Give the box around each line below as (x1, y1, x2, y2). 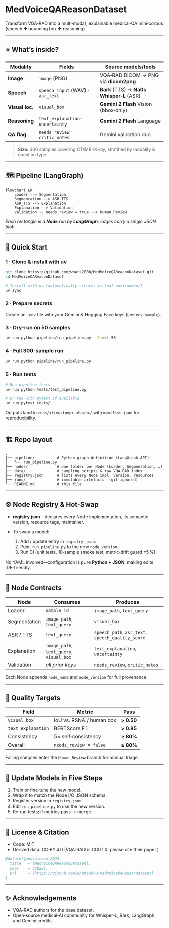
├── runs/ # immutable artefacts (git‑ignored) (5, 477, 138, 482)
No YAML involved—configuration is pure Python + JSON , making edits (5, 559, 154, 565)
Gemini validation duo (100, 131, 151, 138)
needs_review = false (53, 742, 106, 748)
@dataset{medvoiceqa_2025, (5, 856, 62, 861)
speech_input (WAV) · (38, 87, 90, 94)
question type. (17, 151, 48, 157)
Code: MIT (12, 841, 35, 847)
